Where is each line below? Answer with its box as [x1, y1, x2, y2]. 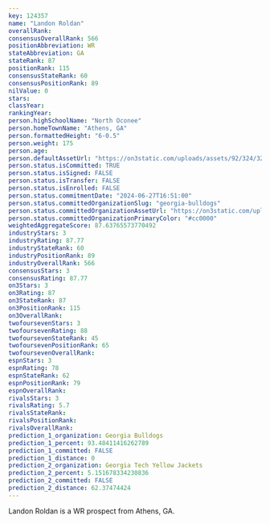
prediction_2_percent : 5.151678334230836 [8, 469, 149, 477]
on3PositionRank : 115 [8, 304, 81, 312]
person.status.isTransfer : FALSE [8, 177, 121, 185]
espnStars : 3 [8, 356, 52, 365]
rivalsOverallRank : [8, 424, 74, 432]
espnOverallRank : [8, 386, 67, 395]
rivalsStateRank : [8, 409, 67, 418]
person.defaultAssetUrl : [8, 154, 92, 162]
